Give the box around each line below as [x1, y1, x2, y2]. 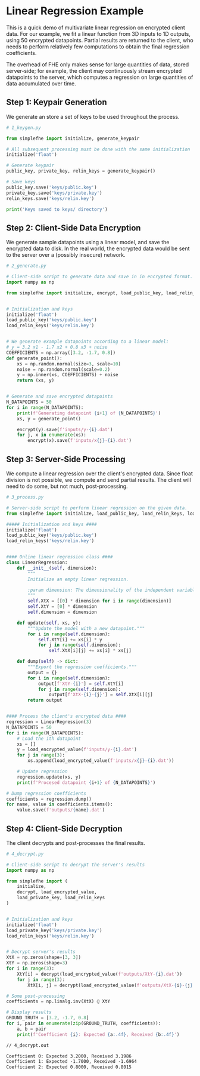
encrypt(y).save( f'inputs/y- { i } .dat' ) [17, 426, 113, 432]
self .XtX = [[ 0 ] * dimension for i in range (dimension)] [27, 598, 171, 604]
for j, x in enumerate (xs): [17, 432, 86, 438]
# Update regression [17, 768, 68, 774]
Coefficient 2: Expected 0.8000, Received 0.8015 [6, 1064, 132, 1070]
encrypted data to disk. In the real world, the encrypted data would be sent [6, 245, 190, 252]
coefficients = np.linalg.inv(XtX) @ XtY [6, 998, 111, 1004]
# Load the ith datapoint [17, 736, 82, 742]
